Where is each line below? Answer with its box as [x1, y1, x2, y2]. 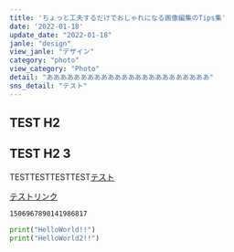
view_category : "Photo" [9, 65, 101, 74]
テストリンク [9, 191, 58, 202]
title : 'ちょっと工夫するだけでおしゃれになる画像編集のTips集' [9, 13, 227, 23]
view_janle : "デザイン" [9, 47, 94, 57]
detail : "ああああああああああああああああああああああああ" [9, 73, 214, 82]
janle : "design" [9, 38, 71, 48]
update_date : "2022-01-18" [9, 30, 112, 39]
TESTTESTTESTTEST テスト [9, 171, 115, 183]
